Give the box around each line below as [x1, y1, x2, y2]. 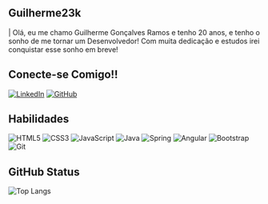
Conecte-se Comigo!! [8, 68, 118, 82]
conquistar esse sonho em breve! [8, 44, 118, 54]
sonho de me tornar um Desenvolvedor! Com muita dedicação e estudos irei [8, 36, 260, 46]
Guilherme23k [8, 6, 82, 20]
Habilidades [8, 112, 70, 126]
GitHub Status [8, 165, 80, 178]
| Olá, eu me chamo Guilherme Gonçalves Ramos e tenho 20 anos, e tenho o [8, 27, 260, 37]
